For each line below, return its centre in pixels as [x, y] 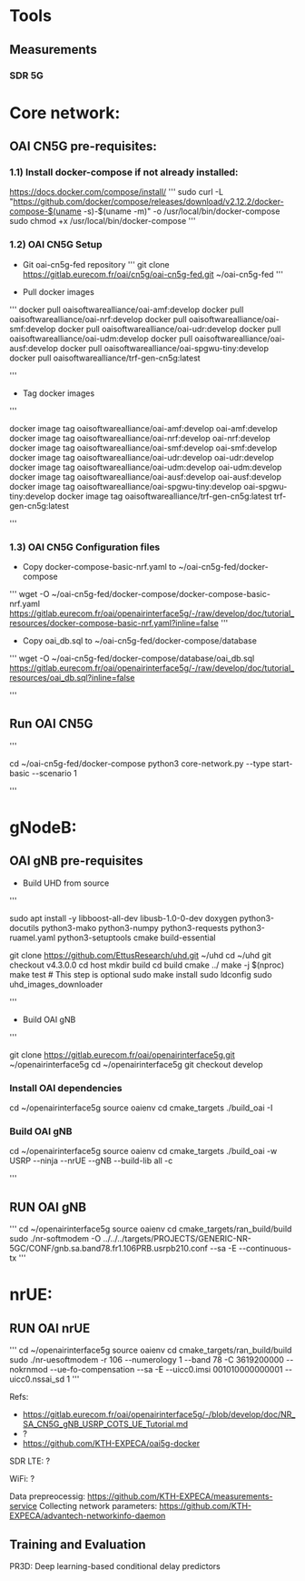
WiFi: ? [22, 1479]
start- [282, 763]
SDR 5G [26, 76]
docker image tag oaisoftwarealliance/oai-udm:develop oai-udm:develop [146, 467]
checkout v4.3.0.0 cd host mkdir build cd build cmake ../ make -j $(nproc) [147, 965]
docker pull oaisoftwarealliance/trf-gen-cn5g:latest [105, 358]
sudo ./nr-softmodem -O [55, 1239]
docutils [24, 927]
